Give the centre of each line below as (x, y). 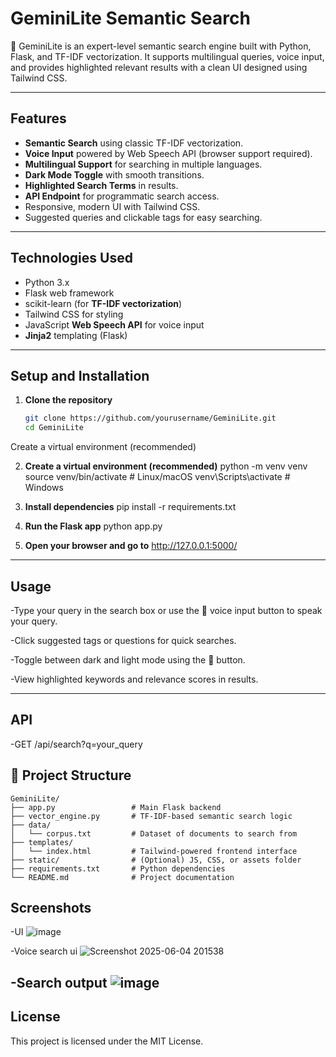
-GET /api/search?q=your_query (76, 744)
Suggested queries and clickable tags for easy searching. (143, 217)
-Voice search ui (44, 951)
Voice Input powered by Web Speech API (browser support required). (168, 153)
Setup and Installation (80, 375)
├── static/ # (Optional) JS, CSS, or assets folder (156, 860)
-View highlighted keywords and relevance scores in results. (134, 679)
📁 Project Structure (71, 775)
